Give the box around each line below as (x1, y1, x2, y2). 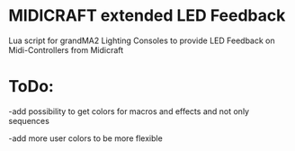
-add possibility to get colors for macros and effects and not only (8, 105, 249, 117)
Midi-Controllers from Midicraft (8, 44, 124, 55)
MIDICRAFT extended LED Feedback (8, 5, 286, 26)
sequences (8, 115, 50, 126)
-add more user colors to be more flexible (8, 132, 163, 144)
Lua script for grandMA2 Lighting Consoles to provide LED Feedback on (8, 35, 275, 46)
